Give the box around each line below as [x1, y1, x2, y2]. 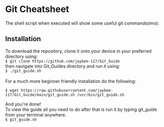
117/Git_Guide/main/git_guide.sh [5, 92, 75, 97]
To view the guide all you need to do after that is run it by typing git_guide [5, 106, 157, 112]
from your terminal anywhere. [5, 111, 67, 117]
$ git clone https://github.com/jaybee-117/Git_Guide [5, 59, 120, 64]
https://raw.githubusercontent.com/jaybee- [21, 88, 113, 93]
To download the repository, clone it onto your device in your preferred [5, 48, 152, 54]
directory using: [5, 53, 38, 59]
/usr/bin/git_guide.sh [77, 92, 124, 97]
